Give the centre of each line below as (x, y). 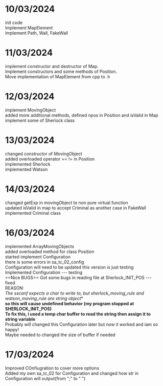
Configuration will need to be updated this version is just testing (69, 267)
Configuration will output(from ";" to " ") (45, 378)
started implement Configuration (38, 257)
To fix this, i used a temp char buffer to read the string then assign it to (78, 314)
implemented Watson (26, 169)
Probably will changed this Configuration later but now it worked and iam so (81, 324)
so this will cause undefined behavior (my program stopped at (70, 303)
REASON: (15, 288)
